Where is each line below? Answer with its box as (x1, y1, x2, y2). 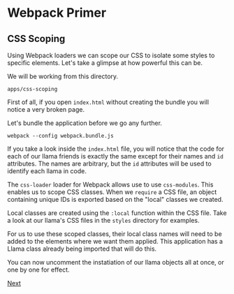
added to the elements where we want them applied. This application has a (7, 237, 224, 245)
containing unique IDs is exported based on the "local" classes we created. (7, 196, 224, 203)
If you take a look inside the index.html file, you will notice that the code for (7, 145, 225, 153)
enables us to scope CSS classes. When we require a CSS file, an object (7, 188, 217, 196)
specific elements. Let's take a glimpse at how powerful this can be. (7, 59, 203, 67)
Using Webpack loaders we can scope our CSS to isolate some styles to (7, 51, 215, 59)
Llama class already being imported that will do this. (7, 244, 157, 253)
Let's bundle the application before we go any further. (7, 119, 163, 127)
